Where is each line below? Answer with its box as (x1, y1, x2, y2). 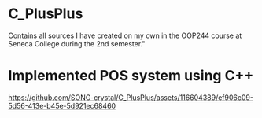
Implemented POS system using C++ (8, 67, 254, 85)
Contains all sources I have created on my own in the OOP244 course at (8, 31, 242, 40)
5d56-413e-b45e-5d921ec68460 (8, 101, 116, 110)
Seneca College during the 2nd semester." (8, 39, 146, 48)
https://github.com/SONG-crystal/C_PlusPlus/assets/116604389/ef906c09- (8, 92, 254, 102)
